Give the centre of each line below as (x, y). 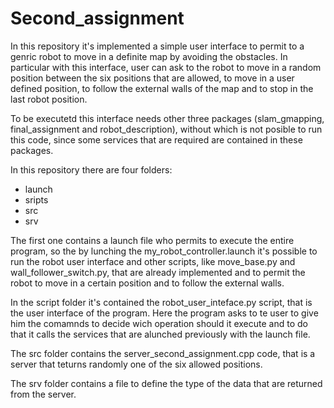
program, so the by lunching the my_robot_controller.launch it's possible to (164, 251)
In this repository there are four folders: (91, 169)
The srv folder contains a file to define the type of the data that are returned (166, 383)
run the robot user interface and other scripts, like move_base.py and (153, 261)
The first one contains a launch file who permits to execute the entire (152, 240)
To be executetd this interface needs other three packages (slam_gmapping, (167, 118)
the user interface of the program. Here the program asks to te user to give (164, 313)
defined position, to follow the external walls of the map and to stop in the (162, 88)
